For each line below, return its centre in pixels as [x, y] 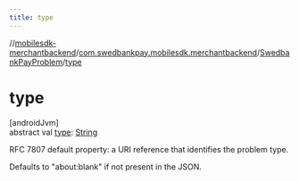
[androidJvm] [34, 122]
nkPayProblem [36, 62]
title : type [31, 17]
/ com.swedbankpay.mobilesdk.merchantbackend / [168, 52]
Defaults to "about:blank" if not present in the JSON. [106, 167]
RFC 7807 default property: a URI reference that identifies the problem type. [149, 149]
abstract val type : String [54, 132]
